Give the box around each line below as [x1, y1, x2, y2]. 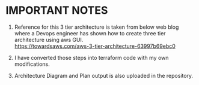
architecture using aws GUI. [14, 36, 84, 43]
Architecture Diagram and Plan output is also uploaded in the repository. [14, 72, 194, 79]
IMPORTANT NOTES [5, 4, 108, 17]
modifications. [14, 60, 51, 68]
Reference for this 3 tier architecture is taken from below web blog [14, 23, 179, 31]
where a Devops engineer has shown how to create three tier [14, 29, 166, 37]
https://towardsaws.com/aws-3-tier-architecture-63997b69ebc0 [14, 42, 176, 50]
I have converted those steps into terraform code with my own [14, 54, 169, 61]
